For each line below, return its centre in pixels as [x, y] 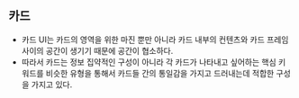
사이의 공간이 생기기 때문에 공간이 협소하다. [97, 50]
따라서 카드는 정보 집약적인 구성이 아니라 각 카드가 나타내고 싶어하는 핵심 [149, 62]
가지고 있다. [52, 85]
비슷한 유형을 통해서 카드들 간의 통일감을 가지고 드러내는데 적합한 [160, 73]
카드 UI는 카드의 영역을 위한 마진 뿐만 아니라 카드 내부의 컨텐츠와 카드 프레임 [155, 40]
